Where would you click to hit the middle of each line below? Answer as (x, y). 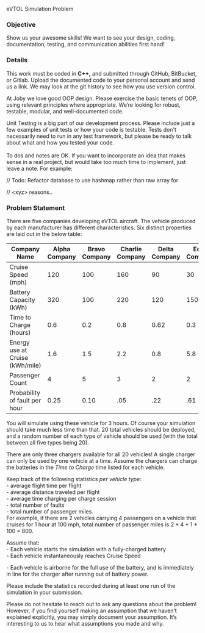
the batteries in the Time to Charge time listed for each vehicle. (86, 467)
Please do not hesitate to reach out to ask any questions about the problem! (102, 604)
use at (18, 350)
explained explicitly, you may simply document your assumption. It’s (92, 617)
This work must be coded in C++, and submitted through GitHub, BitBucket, (102, 73)
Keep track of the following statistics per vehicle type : (74, 479)
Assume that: (23, 543)
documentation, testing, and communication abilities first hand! (85, 45)
